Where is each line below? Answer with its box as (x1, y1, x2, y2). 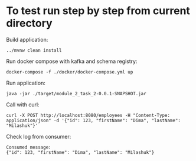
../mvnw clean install (6, 47, 62, 53)
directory (6, 16, 53, 30)
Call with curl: (6, 101, 40, 108)
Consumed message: (6, 144, 51, 150)
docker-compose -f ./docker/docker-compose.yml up (6, 69, 133, 75)
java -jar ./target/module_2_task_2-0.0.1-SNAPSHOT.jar (6, 90, 146, 96)
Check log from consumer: (6, 133, 71, 140)
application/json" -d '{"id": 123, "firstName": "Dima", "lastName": (6, 118, 181, 123)
